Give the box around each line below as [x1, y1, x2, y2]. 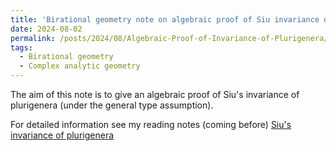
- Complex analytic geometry [19, 61, 141, 71]
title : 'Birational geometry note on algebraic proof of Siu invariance [10, 14, 320, 25]
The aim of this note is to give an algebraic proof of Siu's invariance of [10, 89, 300, 100]
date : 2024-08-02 [10, 24, 83, 34]
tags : [10, 42, 33, 53]
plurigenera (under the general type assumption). [10, 99, 214, 111]
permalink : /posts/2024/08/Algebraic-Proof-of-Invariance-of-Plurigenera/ [10, 33, 329, 43]
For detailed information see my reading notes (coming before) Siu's [10, 119, 292, 130]
